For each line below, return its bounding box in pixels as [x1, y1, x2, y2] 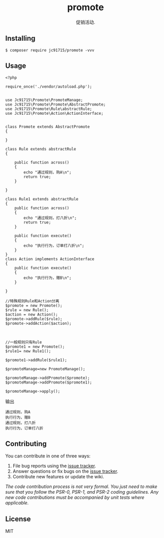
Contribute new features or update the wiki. [12, 474, 104, 480]
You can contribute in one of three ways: [5, 453, 91, 459]
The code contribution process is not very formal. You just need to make [5, 483, 158, 490]
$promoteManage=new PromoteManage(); [5, 366, 86, 371]
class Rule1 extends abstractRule [5, 196, 79, 201]
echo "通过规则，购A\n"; [23, 170, 72, 175]
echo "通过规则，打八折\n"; [23, 215, 77, 220]
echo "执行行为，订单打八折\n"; [23, 243, 85, 248]
